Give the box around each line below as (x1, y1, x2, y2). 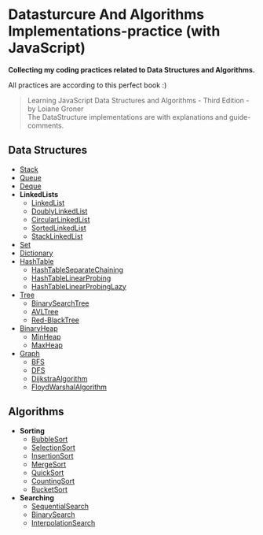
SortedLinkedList (31, 223, 86, 232)
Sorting (19, 425, 46, 435)
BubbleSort (31, 434, 68, 444)
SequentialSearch (31, 501, 89, 511)
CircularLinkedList (31, 214, 90, 224)
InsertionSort (31, 451, 74, 460)
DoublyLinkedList (31, 206, 88, 216)
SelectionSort (31, 443, 76, 452)
